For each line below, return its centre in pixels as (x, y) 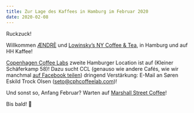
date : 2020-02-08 (27, 17)
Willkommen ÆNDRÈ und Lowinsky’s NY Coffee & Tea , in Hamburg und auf (97, 45)
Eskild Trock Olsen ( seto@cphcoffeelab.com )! (62, 81)
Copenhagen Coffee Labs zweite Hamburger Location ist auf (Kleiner (90, 63)
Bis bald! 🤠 (19, 104)
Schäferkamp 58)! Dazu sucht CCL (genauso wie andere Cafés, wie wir (92, 69)
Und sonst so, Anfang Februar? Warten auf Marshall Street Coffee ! (87, 93)
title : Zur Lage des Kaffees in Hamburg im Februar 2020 (77, 11)
